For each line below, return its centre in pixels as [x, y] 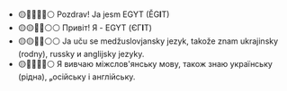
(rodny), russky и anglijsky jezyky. [81, 54]
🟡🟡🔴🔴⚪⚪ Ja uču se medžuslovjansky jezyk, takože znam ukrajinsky [148, 41]
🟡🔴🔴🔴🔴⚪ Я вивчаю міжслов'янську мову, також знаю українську [145, 64]
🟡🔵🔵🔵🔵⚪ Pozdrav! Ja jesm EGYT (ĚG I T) [94, 14]
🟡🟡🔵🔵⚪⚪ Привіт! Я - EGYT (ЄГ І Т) [85, 28]
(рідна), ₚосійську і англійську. [76, 77]
